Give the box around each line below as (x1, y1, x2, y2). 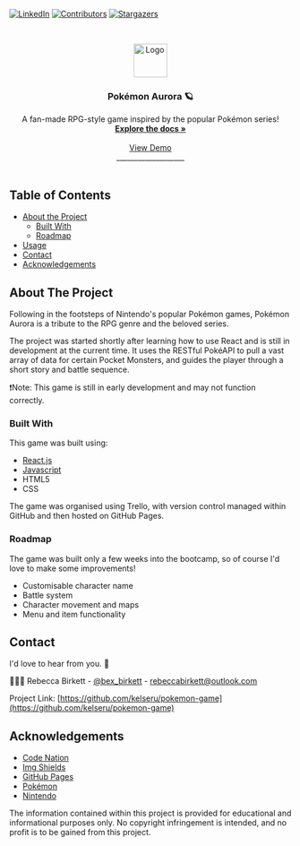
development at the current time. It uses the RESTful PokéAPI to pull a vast (9, 345, 285, 356)
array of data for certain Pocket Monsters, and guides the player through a (9, 354, 284, 365)
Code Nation (21, 753, 70, 764)
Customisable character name (21, 580, 134, 591)
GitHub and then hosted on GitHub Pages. (9, 511, 164, 522)
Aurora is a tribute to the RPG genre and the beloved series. (9, 318, 229, 329)
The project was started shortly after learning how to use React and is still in (9, 335, 290, 346)
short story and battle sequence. (9, 364, 130, 375)
